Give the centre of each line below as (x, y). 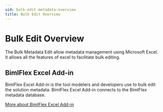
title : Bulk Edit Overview (33, 14)
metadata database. (25, 95)
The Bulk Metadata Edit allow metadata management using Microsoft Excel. (82, 52)
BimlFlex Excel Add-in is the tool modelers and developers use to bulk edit (81, 84)
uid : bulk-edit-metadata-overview (41, 10)
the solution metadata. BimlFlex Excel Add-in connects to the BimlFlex (76, 90)
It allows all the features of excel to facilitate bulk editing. (63, 57)
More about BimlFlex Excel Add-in (40, 105)
